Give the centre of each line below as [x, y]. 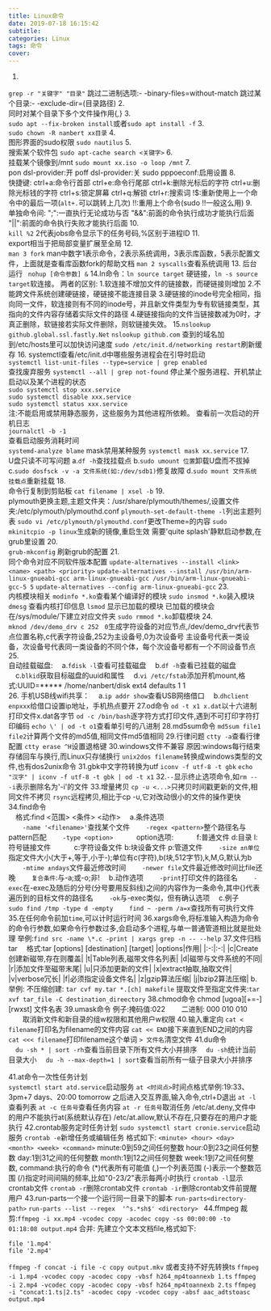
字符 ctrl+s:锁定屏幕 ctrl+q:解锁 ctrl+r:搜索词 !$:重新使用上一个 [147, 192]
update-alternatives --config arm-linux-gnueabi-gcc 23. [132, 586]
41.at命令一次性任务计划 [48, 1077]
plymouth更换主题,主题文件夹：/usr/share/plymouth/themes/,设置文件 [124, 501]
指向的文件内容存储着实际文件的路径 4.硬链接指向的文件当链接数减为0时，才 [135, 314]
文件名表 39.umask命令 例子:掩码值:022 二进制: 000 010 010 [140, 1009]
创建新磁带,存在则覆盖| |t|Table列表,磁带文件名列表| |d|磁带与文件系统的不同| [135, 958]
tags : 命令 [25, 46]
